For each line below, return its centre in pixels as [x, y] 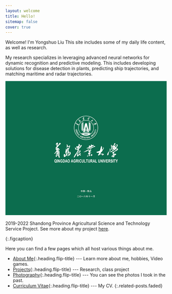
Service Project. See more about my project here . [57, 228]
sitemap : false [21, 22]
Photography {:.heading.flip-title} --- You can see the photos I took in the [89, 275]
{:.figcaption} [19, 239]
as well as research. [26, 48]
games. [21, 264]
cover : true [18, 27]
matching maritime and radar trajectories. [49, 74]
